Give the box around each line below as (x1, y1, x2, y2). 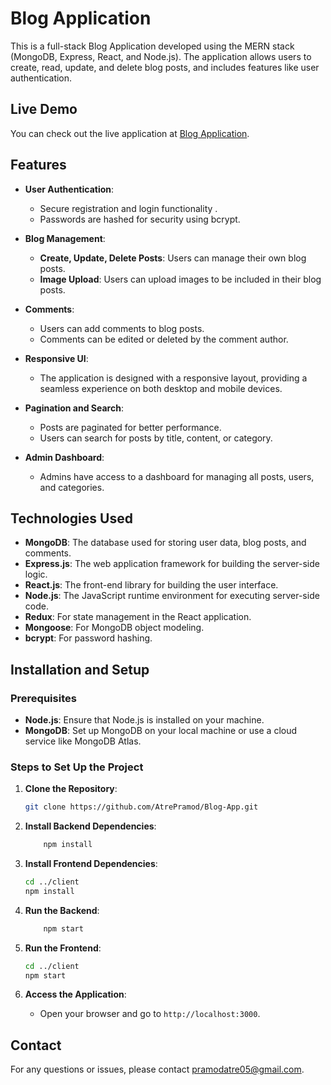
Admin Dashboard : (24, 451, 105, 463)
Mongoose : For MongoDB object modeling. (24, 622, 205, 634)
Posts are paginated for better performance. (39, 421, 222, 433)
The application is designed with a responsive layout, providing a (39, 372, 308, 384)
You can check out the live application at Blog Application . (10, 127, 250, 139)
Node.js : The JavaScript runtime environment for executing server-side (24, 590, 320, 602)
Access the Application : (24, 988, 127, 1001)
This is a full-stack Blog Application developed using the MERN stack (10, 40, 295, 52)
